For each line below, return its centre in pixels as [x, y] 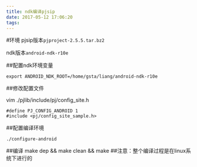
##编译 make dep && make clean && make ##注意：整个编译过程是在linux [96, 151]
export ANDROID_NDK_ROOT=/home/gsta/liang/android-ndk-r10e [82, 77]
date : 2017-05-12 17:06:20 [39, 17]
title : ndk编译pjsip [31, 12]
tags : [13, 23]
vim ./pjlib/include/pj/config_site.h [47, 100]
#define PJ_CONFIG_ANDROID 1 [42, 111]
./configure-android [32, 139]
